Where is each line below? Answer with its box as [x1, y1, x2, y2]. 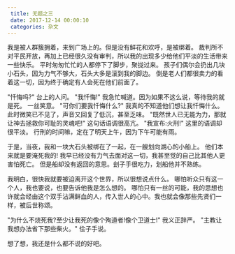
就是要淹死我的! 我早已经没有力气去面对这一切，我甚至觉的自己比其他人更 [13, 151, 225, 160]
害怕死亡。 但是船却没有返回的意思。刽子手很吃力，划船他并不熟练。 [7, 160, 205, 168]
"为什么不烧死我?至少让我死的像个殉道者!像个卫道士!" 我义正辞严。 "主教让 [7, 216, 222, 224]
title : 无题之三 [10, 10, 54, 17]
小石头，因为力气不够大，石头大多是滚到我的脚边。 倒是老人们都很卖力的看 [7, 69, 224, 77]
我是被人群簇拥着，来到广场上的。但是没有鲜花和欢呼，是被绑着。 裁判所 [7, 43, 218, 52]
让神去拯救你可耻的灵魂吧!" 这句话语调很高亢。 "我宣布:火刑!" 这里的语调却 [7, 119, 222, 128]
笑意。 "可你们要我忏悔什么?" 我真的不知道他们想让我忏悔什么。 [39, 102, 224, 110]
